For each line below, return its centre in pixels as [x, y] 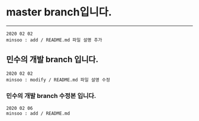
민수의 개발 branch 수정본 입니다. [51, 96]
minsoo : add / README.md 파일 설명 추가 [54, 40]
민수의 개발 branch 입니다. [52, 60]
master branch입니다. [59, 12]
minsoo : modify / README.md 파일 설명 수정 [58, 80]
